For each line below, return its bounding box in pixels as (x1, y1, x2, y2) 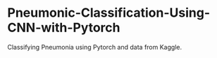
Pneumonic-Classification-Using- (7, 5, 211, 21)
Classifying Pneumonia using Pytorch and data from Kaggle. (7, 43, 182, 51)
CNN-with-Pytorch (7, 20, 120, 36)
